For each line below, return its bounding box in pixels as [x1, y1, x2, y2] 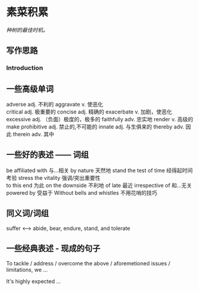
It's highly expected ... [6, 277, 61, 284]
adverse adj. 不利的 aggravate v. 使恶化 [6, 101, 104, 108]
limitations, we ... [6, 266, 48, 273]
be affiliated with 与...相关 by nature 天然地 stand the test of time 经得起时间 [6, 167, 193, 174]
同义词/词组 [6, 209, 49, 219]
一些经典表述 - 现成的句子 [6, 243, 101, 254]
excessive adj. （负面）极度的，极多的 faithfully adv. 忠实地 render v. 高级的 [6, 116, 194, 123]
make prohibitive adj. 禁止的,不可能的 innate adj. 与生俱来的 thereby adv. [6, 123, 185, 130]
